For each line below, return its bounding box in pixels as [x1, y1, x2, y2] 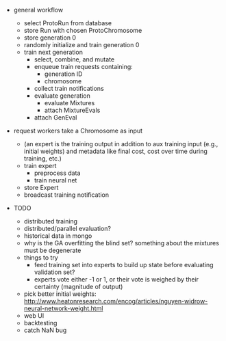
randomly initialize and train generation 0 [23, 41, 140, 49]
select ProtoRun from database [23, 19, 112, 27]
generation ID [44, 70, 83, 78]
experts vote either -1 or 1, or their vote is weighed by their [34, 275, 199, 283]
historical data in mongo [23, 232, 92, 240]
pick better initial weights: [23, 290, 97, 298]
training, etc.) [23, 154, 62, 163]
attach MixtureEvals [44, 106, 101, 114]
